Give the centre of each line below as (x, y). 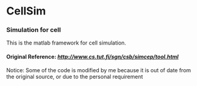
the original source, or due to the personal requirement (75, 76)
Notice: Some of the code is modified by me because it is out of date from (99, 70)
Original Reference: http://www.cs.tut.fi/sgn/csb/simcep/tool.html (92, 57)
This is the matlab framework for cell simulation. (66, 43)
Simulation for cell (34, 30)
